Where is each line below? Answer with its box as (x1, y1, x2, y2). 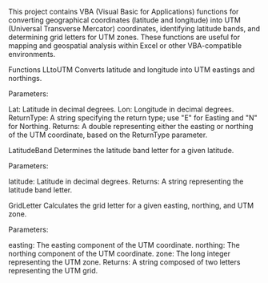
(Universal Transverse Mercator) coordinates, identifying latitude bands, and (8, 24, 261, 33)
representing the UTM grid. (8, 266, 98, 275)
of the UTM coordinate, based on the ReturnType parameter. (8, 130, 208, 139)
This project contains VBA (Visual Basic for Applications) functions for (8, 7, 239, 16)
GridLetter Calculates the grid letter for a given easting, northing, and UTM (8, 200, 254, 210)
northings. (8, 74, 42, 83)
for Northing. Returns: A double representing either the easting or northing (8, 122, 254, 131)
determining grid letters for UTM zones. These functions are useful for (8, 32, 241, 42)
